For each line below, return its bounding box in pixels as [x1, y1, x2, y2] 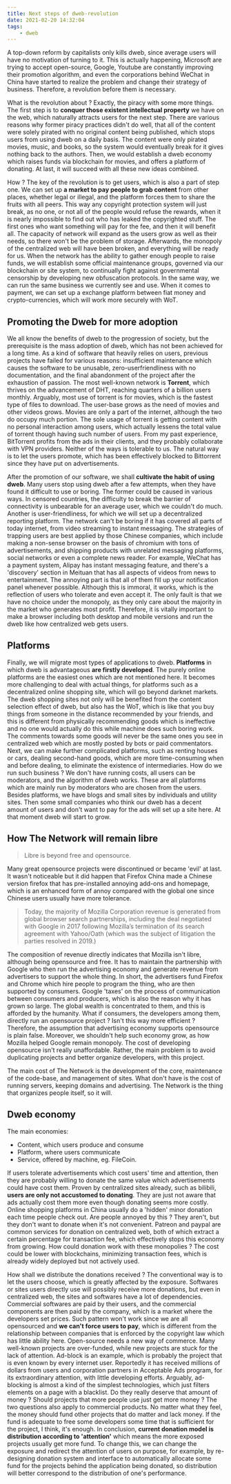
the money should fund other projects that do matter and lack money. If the [7, 1410, 221, 1418]
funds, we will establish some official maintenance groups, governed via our [7, 259, 223, 267]
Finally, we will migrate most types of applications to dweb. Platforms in [7, 658, 212, 667]
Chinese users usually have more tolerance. [7, 894, 132, 902]
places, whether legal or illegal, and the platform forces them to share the [7, 193, 216, 201]
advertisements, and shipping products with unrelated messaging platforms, [7, 546, 224, 554]
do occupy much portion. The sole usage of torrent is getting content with [7, 415, 217, 424]
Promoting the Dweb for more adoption [7, 316, 178, 327]
